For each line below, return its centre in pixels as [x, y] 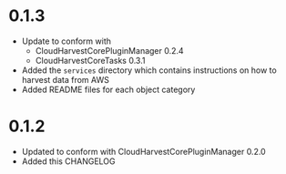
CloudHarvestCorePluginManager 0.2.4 [109, 50]
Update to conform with [66, 41]
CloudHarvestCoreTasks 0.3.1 [90, 60]
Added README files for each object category [108, 89]
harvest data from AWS [66, 79]
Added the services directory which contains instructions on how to [149, 70]
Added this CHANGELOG [68, 161]
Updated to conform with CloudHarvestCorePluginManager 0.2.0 [143, 151]
